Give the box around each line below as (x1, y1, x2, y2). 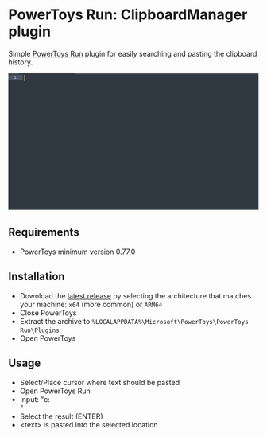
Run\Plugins (19, 326, 60, 334)
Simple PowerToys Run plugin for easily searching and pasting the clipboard (8, 49, 257, 58)
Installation (8, 270, 65, 283)
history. (8, 57, 33, 67)
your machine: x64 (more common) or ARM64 (19, 299, 163, 309)
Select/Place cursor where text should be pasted (19, 377, 180, 387)
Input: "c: (19, 394, 50, 404)
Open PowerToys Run (19, 386, 91, 396)
